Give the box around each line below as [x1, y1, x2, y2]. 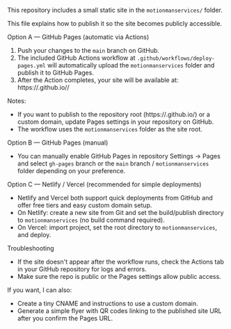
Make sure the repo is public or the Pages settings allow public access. [17, 273, 221, 280]
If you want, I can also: [7, 286, 72, 294]
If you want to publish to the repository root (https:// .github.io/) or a [17, 111, 210, 118]
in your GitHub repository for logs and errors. [17, 265, 148, 273]
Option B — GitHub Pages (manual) [7, 138, 109, 147]
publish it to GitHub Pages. [17, 69, 94, 77]
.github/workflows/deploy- [136, 55, 216, 62]
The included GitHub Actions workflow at [17, 54, 136, 62]
